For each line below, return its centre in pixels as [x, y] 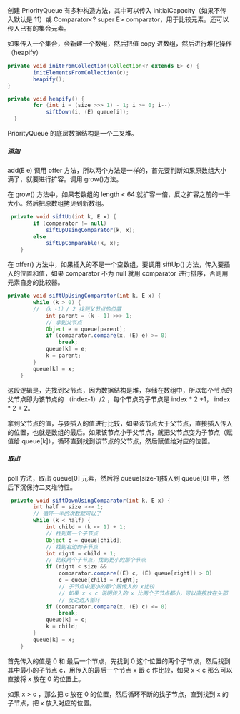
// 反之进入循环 [79, 600]
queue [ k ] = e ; [66, 349]
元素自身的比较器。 [36, 282]
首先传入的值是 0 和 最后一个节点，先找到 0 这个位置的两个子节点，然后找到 [119, 661]
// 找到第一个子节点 [72, 533]
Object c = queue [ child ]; [84, 540]
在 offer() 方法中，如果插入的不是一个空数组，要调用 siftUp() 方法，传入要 [116, 265]
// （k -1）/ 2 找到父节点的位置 [77, 309]
